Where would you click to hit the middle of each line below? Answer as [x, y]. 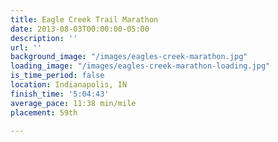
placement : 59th [44, 112]
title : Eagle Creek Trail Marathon [84, 19]
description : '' [44, 38]
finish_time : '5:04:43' [60, 94]
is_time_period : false [57, 76]
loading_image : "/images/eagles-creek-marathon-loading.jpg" [140, 66]
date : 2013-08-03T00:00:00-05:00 [80, 29]
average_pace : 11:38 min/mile [73, 103]
